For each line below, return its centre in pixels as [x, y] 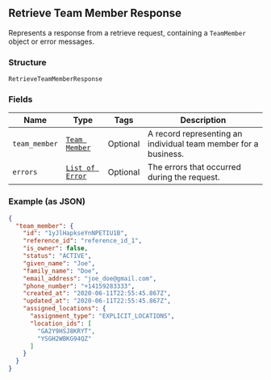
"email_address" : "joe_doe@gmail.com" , [90, 278]
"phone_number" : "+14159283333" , [79, 286]
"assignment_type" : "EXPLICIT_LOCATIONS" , [102, 316]
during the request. [184, 177]
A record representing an [195, 134]
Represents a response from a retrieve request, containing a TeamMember [127, 32]
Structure [27, 62]
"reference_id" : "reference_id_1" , [83, 241]
